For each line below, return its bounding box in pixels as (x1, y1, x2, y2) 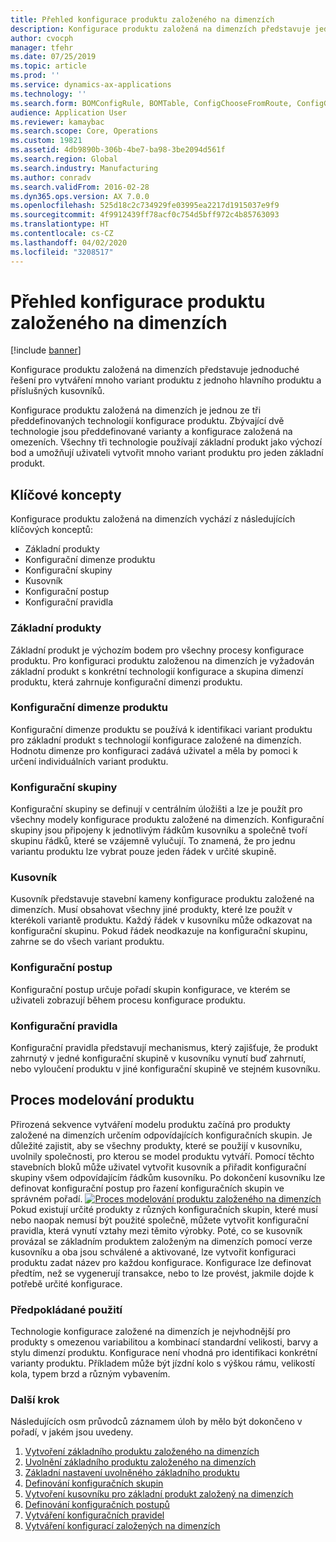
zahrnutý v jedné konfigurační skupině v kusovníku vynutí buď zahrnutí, (10, 1052, 307, 1065)
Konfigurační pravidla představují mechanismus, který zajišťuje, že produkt (10, 1042, 318, 1054)
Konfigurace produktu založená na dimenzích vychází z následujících (10, 513, 296, 525)
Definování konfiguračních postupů (24, 1499, 170, 1511)
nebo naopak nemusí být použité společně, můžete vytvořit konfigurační (10, 1214, 309, 1226)
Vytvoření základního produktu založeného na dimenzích (24, 1446, 260, 1458)
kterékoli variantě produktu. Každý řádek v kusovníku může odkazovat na (10, 914, 313, 926)
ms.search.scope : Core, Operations (10, 126, 159, 136)
